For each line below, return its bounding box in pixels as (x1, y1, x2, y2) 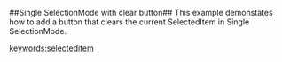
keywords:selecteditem (9, 43, 95, 53)
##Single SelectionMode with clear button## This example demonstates (9, 8, 273, 17)
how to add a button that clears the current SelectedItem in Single (9, 17, 250, 27)
